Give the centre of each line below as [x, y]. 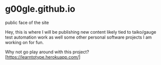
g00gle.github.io [40, 9]
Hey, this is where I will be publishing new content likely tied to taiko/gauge [81, 32]
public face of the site [27, 22]
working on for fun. [24, 42]
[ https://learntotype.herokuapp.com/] [43, 57]
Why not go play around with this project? [47, 52]
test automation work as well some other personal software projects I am [79, 37]
